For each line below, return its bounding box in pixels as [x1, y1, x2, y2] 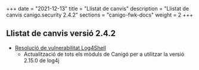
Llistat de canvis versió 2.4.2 [6, 28, 116, 39]
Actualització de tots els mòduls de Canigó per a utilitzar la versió [23, 50, 185, 58]
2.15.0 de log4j [23, 56, 60, 64]
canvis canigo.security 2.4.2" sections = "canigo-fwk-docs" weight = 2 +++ [6, 11, 194, 18]
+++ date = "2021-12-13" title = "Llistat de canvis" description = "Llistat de [6, 5, 189, 12]
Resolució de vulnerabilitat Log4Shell [14, 44, 106, 51]
